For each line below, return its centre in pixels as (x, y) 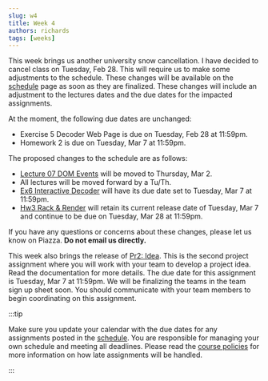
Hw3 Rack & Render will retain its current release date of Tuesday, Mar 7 (139, 208)
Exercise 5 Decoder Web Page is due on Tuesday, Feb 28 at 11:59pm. (134, 134)
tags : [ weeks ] (32, 38)
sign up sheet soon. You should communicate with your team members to (130, 290)
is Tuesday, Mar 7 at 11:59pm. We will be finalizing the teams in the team (127, 282)
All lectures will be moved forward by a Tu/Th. (96, 182)
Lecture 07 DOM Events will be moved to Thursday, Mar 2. (116, 174)
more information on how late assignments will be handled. (105, 355)
